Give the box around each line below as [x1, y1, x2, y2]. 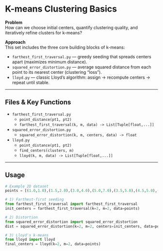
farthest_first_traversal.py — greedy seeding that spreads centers [12, 53, 151, 59]
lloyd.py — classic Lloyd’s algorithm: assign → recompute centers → [12, 74, 150, 80]
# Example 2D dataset [5, 184, 49, 189]
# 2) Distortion [5, 215, 38, 219]
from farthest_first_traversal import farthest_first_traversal [5, 201, 138, 207]
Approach [5, 39, 26, 45]
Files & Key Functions [5, 98, 71, 106]
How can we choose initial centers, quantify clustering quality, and [5, 24, 138, 30]
